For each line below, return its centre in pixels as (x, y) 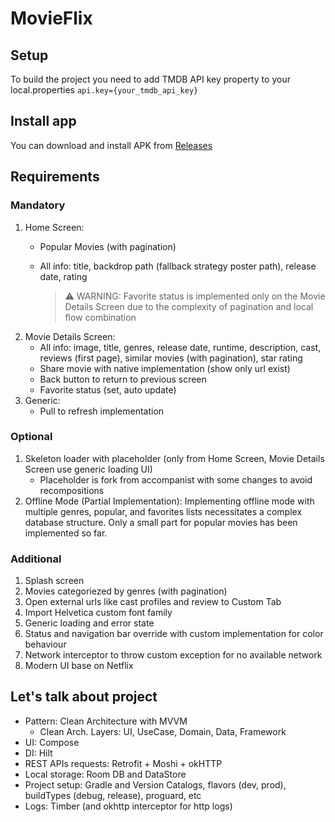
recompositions (72, 490)
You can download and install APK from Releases (111, 145)
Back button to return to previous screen (123, 379)
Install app (43, 121)
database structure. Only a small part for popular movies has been (161, 522)
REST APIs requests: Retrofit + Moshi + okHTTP (123, 763)
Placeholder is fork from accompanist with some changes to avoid (176, 479)
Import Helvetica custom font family (98, 613)
